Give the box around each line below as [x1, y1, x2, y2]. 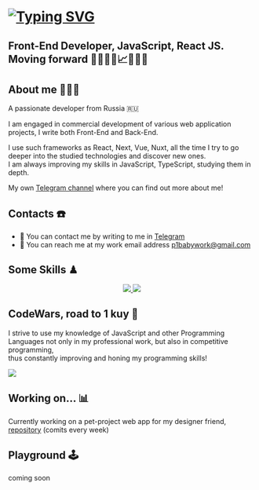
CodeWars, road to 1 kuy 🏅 [8, 307, 139, 321]
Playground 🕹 [8, 448, 78, 463]
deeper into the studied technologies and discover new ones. [8, 152, 206, 161]
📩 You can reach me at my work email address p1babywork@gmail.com [19, 240, 251, 250]
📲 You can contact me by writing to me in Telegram [19, 232, 185, 241]
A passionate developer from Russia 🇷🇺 [8, 104, 140, 113]
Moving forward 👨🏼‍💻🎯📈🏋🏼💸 [8, 52, 148, 66]
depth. [8, 168, 30, 177]
